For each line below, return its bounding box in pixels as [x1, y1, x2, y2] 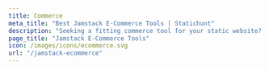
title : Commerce [8, 11, 63, 20]
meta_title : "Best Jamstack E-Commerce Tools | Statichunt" [8, 19, 216, 27]
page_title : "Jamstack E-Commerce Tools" [8, 34, 150, 43]
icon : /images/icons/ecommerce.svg [8, 42, 128, 50]
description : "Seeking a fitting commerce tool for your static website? [8, 27, 263, 35]
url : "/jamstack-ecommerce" [8, 49, 103, 57]
